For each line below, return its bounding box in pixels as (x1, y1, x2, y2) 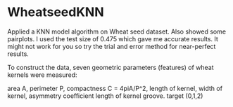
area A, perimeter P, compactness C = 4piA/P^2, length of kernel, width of (7, 84, 223, 92)
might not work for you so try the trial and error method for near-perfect (7, 42, 216, 50)
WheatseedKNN (7, 4, 104, 20)
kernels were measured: (7, 71, 77, 79)
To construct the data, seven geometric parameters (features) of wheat (7, 63, 214, 71)
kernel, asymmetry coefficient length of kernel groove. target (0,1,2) (7, 92, 203, 100)
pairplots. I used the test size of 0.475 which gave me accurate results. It (7, 34, 218, 43)
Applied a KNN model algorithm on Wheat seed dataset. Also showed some (7, 27, 227, 36)
